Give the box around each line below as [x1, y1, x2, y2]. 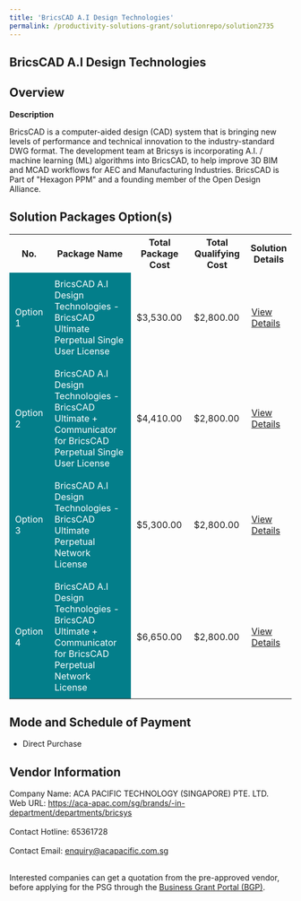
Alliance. [9, 183, 42, 194]
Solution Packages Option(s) [9, 210, 173, 225]
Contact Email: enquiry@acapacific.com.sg [9, 845, 168, 856]
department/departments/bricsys [9, 808, 133, 819]
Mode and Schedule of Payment [9, 715, 192, 730]
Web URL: [9, 798, 47, 809]
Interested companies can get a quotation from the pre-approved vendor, [9, 872, 280, 883]
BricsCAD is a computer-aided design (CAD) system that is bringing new [9, 126, 277, 137]
